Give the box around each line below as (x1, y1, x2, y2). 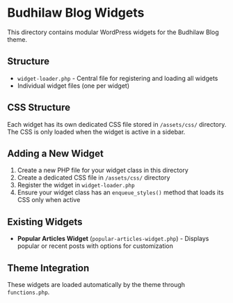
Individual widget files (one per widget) (17, 81, 130, 90)
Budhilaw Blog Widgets (7, 5, 145, 21)
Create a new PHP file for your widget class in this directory (17, 166, 189, 175)
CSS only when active (17, 196, 81, 204)
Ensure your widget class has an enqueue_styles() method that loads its (17, 188, 224, 196)
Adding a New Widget (7, 148, 104, 160)
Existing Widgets (7, 216, 83, 228)
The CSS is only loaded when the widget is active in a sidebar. (7, 127, 186, 136)
